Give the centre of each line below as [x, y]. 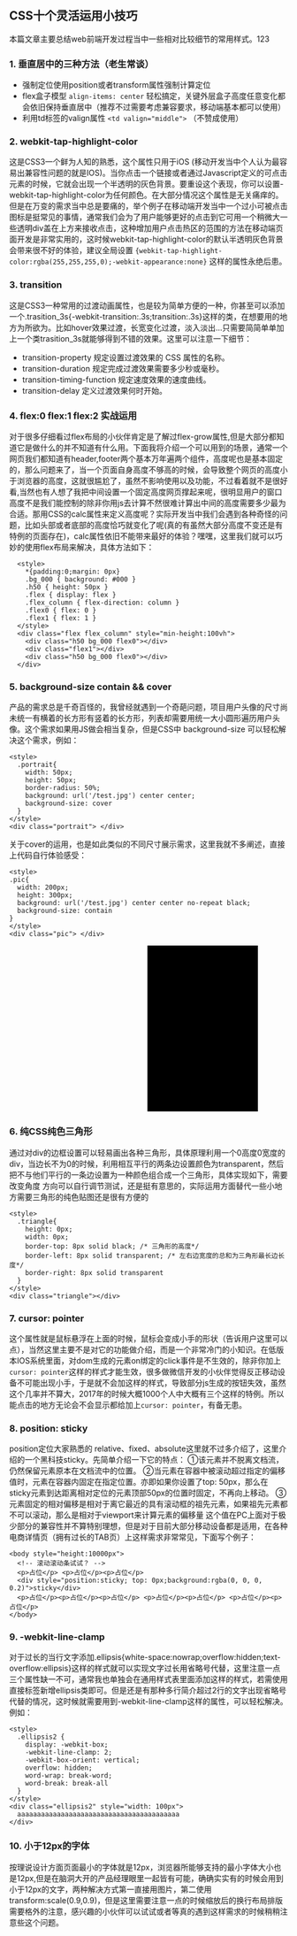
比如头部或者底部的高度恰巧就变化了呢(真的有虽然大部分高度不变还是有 [154, 525]
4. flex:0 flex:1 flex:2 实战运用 [73, 416]
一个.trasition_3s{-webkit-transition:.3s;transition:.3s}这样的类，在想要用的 [145, 316]
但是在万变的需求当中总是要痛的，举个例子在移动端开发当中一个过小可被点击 [148, 206]
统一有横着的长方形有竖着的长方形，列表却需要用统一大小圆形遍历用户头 [148, 718]
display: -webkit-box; [67, 1745]
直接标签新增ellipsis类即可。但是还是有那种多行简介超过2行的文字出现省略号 [148, 1690]
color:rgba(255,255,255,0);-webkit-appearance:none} [108, 262]
